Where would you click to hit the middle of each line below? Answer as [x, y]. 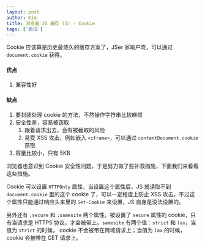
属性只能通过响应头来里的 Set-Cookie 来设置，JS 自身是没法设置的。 [98, 202]
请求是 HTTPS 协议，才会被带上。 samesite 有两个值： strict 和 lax [101, 222]
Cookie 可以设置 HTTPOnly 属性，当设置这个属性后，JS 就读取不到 [89, 186]
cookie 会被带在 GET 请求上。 [44, 238]
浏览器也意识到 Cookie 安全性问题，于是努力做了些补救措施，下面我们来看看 [102, 166]
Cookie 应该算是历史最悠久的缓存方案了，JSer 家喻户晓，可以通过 [90, 47]
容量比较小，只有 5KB [43, 153]
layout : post [23, 12]
